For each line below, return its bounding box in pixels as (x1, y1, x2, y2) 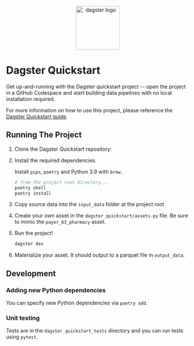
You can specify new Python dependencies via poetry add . (6, 299, 148, 306)
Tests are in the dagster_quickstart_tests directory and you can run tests (6, 327, 184, 334)
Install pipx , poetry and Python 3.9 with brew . (14, 168, 122, 175)
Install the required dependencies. (14, 157, 97, 164)
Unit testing (6, 314, 40, 322)
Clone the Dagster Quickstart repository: (14, 146, 112, 153)
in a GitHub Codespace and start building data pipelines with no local (6, 89, 172, 96)
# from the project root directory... (14, 179, 109, 185)
